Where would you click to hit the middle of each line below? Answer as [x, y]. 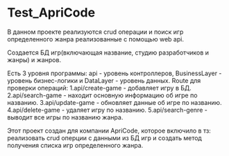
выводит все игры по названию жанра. [65, 117]
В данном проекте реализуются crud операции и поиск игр [95, 32]
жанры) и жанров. [34, 59]
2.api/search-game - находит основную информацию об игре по [102, 95]
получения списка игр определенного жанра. [75, 145]
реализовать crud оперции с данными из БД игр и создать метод [105, 138]
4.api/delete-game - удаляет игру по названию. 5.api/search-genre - [108, 110]
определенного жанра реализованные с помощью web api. [95, 39]
